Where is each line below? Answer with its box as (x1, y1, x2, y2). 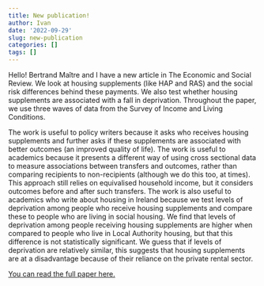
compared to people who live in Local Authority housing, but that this (8, 229, 233, 238)
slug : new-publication (8, 33, 83, 42)
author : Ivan (8, 19, 51, 27)
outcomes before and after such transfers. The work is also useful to (8, 187, 232, 196)
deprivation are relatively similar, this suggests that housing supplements (8, 246, 246, 254)
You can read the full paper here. (8, 269, 116, 278)
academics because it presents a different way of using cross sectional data (8, 153, 257, 162)
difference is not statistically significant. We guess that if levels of (8, 237, 222, 246)
